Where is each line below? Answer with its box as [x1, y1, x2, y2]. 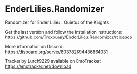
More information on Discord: [5, 43, 64, 49]
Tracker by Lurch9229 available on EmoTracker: [5, 58, 101, 64]
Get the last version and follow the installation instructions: [5, 29, 123, 35]
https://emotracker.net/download [5, 63, 72, 69]
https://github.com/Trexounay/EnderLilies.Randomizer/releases [5, 34, 132, 40]
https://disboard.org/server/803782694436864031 [5, 49, 108, 55]
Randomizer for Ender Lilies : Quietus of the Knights [5, 19, 109, 25]
